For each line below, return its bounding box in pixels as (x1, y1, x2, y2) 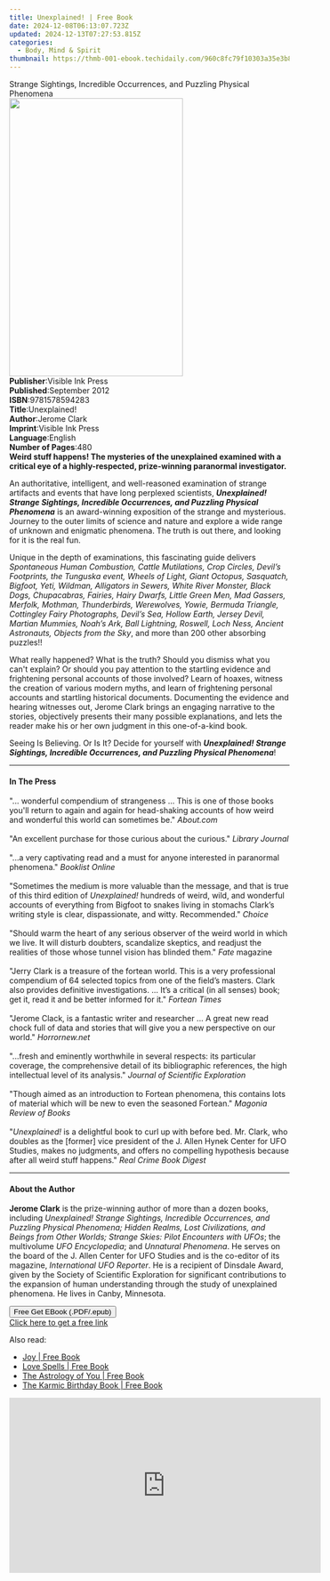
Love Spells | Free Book (21, 1361, 109, 1372)
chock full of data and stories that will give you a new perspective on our (9, 1022, 276, 1033)
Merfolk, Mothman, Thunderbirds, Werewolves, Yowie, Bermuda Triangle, (9, 600, 279, 609)
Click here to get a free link (9, 1318, 109, 1328)
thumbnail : (9, 54, 50, 63)
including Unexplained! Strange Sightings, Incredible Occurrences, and (9, 1213, 270, 1223)
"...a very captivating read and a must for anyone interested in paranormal (9, 852, 280, 863)
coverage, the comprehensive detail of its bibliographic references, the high (9, 1061, 287, 1071)
